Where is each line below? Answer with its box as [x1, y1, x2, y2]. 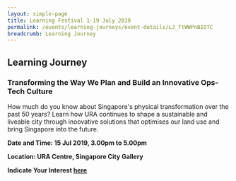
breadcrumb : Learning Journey [7, 30, 97, 37]
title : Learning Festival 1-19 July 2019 [7, 17, 131, 24]
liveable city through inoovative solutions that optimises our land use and [7, 117, 220, 126]
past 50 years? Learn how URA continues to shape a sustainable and [7, 110, 208, 118]
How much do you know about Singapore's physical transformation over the [7, 102, 229, 110]
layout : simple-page [7, 10, 69, 18]
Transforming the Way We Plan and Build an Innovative [7, 77, 200, 87]
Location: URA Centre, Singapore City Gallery [7, 152, 143, 160]
